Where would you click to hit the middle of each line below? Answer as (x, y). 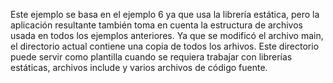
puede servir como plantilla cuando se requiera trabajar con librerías (151, 57)
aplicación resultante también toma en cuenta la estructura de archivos (156, 25)
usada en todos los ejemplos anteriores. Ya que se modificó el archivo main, (167, 35)
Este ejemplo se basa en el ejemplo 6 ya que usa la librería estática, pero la (165, 14)
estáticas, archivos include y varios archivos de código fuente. (139, 67)
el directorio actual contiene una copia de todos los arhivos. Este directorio (165, 46)
